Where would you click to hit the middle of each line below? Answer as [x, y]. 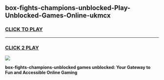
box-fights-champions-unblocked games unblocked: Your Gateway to [78, 67]
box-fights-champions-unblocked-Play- [68, 8]
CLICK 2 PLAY [22, 48]
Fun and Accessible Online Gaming [41, 72]
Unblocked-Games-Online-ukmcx [58, 16]
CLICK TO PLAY [24, 30]
